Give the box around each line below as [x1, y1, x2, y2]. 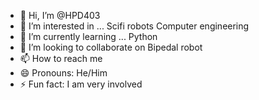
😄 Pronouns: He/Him [19, 67, 108, 79]
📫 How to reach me [19, 53, 103, 64]
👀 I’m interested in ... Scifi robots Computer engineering [19, 20, 250, 32]
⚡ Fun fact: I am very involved [19, 78, 143, 90]
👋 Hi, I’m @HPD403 [19, 10, 101, 21]
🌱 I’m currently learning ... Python [19, 31, 158, 42]
